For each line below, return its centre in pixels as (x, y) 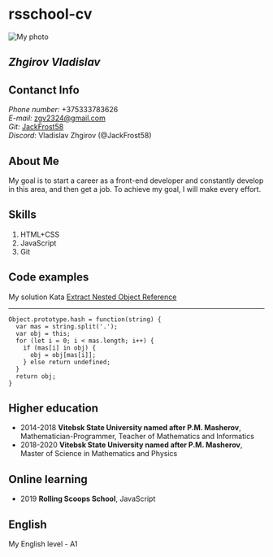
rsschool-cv (50, 14)
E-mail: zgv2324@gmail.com (57, 118)
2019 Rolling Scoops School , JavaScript (88, 499)
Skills (22, 215)
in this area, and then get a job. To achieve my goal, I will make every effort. (135, 189)
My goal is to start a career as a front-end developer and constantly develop (136, 181)
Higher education (54, 408)
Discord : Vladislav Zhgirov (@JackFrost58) (80, 136)
